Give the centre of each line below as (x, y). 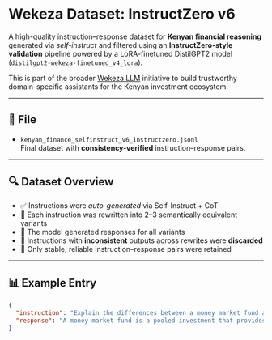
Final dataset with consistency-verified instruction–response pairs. (133, 147)
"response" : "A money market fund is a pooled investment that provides (141, 321)
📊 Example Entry (53, 283)
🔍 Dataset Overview (61, 182)
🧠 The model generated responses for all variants (102, 232)
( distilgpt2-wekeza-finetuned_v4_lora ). (76, 62)
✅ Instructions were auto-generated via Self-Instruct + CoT (119, 205)
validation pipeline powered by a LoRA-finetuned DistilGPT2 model (121, 53)
